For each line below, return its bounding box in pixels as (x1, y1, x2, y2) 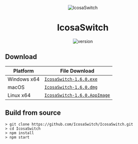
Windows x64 (7, 76, 40, 83)
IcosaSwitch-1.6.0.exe (44, 76, 98, 82)
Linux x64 (7, 92, 31, 98)
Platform (13, 67, 34, 74)
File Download (60, 67, 95, 74)
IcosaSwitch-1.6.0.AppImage (44, 92, 110, 98)
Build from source (5, 109, 61, 117)
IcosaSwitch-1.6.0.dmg (44, 84, 98, 90)
